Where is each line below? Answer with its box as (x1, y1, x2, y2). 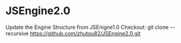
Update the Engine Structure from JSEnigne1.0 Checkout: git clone (5, 24, 169, 31)
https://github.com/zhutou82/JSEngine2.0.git (30, 29, 141, 37)
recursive (5, 29, 29, 37)
